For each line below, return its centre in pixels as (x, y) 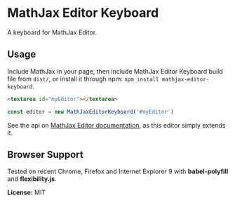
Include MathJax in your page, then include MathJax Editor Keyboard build (115, 71)
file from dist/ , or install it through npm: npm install (83, 79)
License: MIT (27, 193)
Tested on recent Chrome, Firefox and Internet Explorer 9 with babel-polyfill (118, 171)
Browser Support (46, 155)
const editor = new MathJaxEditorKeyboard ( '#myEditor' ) (90, 112)
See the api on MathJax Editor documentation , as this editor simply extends (116, 125)
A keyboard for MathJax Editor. (52, 32)
